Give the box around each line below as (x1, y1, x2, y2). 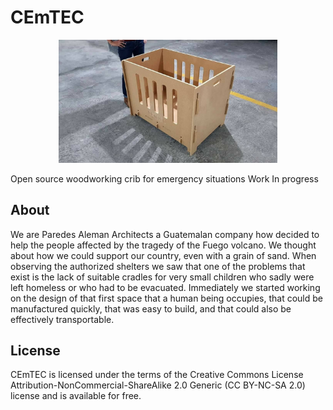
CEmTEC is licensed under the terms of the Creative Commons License (10, 369, 304, 381)
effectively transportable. (10, 313, 115, 325)
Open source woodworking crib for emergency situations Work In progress (10, 172, 319, 185)
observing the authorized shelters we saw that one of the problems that (10, 260, 306, 272)
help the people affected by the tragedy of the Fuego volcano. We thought (10, 239, 317, 251)
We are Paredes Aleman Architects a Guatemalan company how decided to (10, 228, 320, 240)
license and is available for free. (10, 390, 142, 402)
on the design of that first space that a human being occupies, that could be (10, 292, 323, 304)
